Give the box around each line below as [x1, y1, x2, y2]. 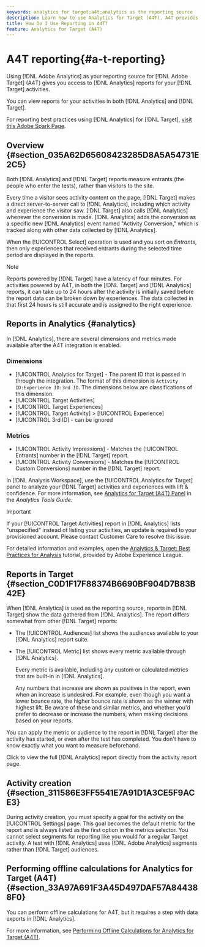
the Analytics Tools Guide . [6, 496, 73, 504]
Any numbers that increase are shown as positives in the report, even [15, 684, 191, 692]
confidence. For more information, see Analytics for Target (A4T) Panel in [6, 490, 192, 497]
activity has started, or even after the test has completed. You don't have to [6, 735, 196, 743]
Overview [6, 140, 45, 151]
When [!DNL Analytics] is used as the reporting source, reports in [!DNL [6, 604, 187, 612]
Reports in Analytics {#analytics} [6, 319, 136, 329]
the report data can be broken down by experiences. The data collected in [6, 294, 194, 302]
